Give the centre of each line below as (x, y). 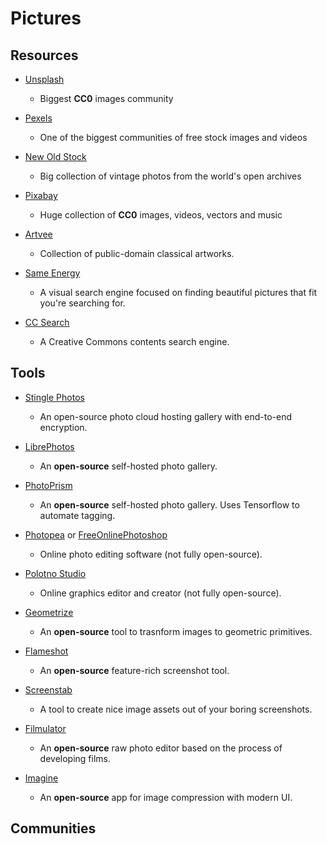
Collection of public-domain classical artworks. (137, 253)
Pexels (38, 118)
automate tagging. (77, 515)
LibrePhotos (49, 446)
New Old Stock (55, 156)
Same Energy (52, 273)
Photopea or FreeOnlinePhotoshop (96, 534)
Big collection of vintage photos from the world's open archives (170, 176)
